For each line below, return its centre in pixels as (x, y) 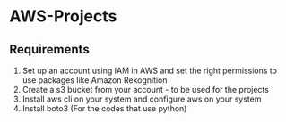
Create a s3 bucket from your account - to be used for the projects (145, 89)
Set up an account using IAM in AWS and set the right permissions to (150, 70)
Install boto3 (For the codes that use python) (104, 108)
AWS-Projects (63, 16)
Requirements (49, 49)
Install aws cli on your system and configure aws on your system (142, 99)
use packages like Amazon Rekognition (95, 80)
